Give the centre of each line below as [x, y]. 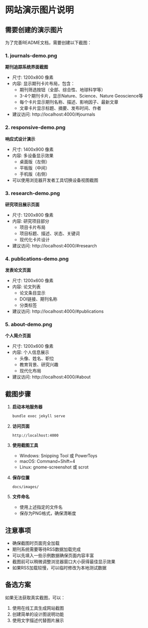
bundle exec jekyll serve [38, 416]
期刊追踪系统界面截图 [26, 67]
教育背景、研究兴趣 [39, 364]
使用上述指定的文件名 [41, 507]
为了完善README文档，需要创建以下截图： [49, 43]
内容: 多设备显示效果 [33, 155]
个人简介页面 [18, 336]
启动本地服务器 [27, 407]
